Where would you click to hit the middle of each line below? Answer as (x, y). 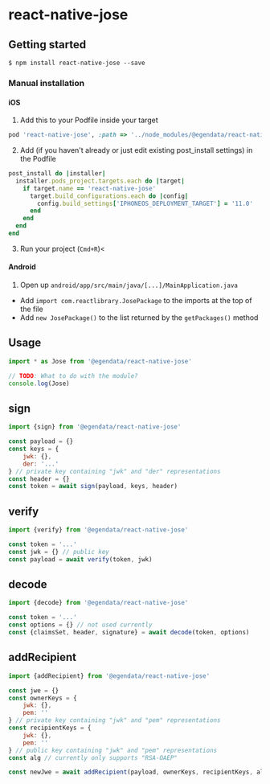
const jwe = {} (34, 690)
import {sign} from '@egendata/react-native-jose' (95, 427)
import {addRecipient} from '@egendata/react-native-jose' (109, 676)
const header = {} (39, 479)
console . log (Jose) (39, 384)
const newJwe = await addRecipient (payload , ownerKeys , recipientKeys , (131, 772)
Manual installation (47, 83)
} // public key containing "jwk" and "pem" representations (113, 750)
